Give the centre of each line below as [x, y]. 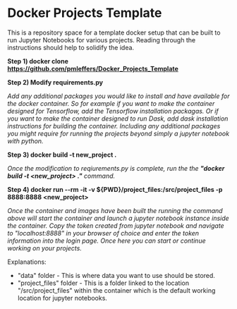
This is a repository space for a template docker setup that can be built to [114, 32]
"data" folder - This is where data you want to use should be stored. [116, 275]
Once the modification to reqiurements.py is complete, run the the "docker [116, 168]
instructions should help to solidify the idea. [71, 47]
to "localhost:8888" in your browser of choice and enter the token [103, 233]
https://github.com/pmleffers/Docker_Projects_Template [93, 68]
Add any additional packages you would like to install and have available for [119, 96]
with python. [25, 141]
